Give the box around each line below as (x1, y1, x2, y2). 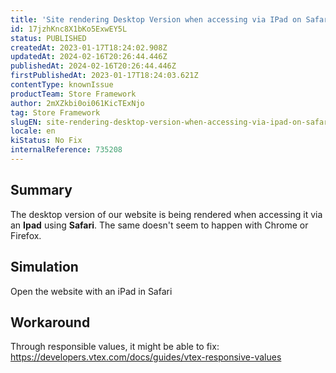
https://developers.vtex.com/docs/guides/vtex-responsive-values (10, 351, 282, 363)
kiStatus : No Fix (10, 136, 83, 146)
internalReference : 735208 (10, 145, 123, 155)
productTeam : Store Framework (10, 89, 137, 99)
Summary (10, 182, 73, 199)
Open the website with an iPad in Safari (10, 285, 173, 297)
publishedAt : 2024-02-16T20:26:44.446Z (10, 61, 177, 71)
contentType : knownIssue (10, 80, 114, 90)
